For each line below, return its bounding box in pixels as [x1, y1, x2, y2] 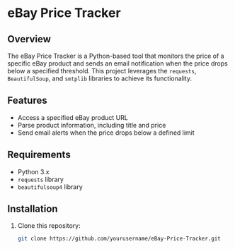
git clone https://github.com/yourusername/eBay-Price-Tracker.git [17, 235, 221, 243]
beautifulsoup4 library [17, 182, 83, 191]
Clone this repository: [17, 221, 81, 230]
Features [7, 95, 47, 107]
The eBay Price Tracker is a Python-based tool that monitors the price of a [7, 51, 224, 60]
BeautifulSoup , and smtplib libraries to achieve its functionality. [7, 74, 193, 83]
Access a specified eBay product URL [17, 113, 129, 121]
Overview [7, 33, 52, 45]
